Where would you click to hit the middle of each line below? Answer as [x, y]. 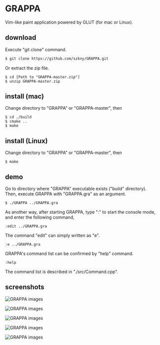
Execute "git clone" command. [36, 49]
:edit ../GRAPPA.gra [26, 226]
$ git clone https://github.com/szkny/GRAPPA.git [57, 59]
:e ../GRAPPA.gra [23, 245]
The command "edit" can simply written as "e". [53, 235]
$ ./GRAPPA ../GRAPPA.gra [31, 203]
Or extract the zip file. [27, 68]
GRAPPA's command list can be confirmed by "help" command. [69, 253]
